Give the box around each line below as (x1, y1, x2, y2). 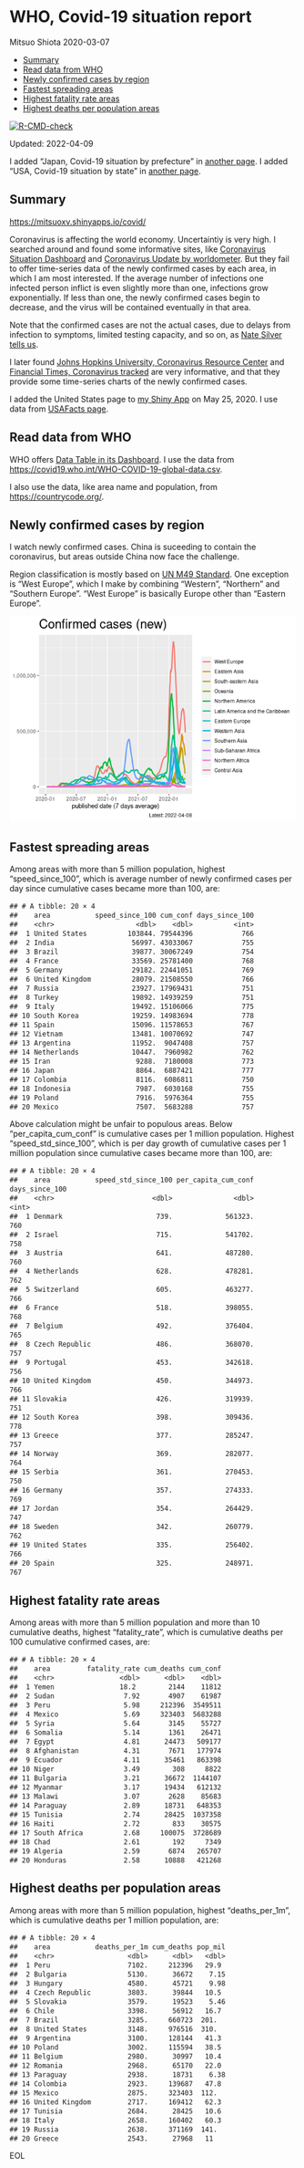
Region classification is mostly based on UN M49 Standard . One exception (9, 568, 289, 580)
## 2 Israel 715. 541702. (9, 1230, 255, 1240)
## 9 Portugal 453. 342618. (9, 1358, 255, 1368)
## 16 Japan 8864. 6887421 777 (9, 1066, 255, 1076)
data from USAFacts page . (9, 403, 109, 414)
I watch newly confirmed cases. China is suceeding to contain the (9, 541, 257, 553)
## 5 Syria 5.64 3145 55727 (9, 1719, 222, 1728)
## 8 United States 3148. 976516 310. (9, 2024, 218, 2034)
